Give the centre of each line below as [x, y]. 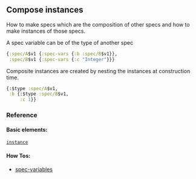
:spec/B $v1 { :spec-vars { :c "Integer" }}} [62, 59]
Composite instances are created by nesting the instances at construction [98, 71]
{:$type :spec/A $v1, [32, 88]
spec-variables [34, 169]
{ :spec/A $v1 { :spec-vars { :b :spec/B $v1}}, [62, 54]
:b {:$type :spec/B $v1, [39, 94]
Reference [22, 116]
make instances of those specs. [46, 31]
